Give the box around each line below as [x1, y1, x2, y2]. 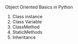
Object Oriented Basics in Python [5, 4, 73, 10]
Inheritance [12, 34, 36, 40]
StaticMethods [12, 29, 43, 35]
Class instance [12, 14, 43, 19]
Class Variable [12, 19, 42, 24]
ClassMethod [12, 24, 40, 30]
